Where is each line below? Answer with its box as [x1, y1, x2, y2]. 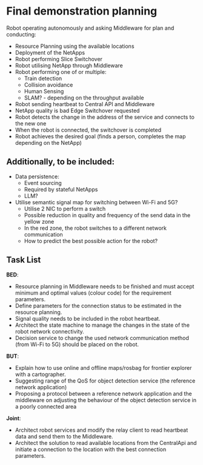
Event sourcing [24, 179, 62, 186]
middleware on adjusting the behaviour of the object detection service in [15, 396, 197, 404]
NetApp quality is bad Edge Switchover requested [15, 107, 140, 114]
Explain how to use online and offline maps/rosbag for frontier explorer [15, 364, 192, 371]
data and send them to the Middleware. [15, 432, 113, 440]
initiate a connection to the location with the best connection [15, 446, 167, 453]
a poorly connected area [15, 403, 77, 410]
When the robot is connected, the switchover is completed [15, 126, 162, 133]
